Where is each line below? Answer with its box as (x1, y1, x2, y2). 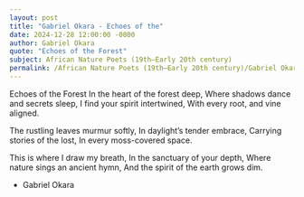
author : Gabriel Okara (9, 38, 95, 48)
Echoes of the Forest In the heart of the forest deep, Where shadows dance (9, 88, 291, 99)
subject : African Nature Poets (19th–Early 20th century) (9, 55, 233, 64)
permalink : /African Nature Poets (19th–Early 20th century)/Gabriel (9, 64, 278, 73)
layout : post (9, 13, 59, 23)
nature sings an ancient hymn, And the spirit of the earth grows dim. (9, 162, 263, 173)
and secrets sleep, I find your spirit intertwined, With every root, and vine (9, 98, 282, 108)
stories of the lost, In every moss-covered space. (9, 135, 193, 145)
